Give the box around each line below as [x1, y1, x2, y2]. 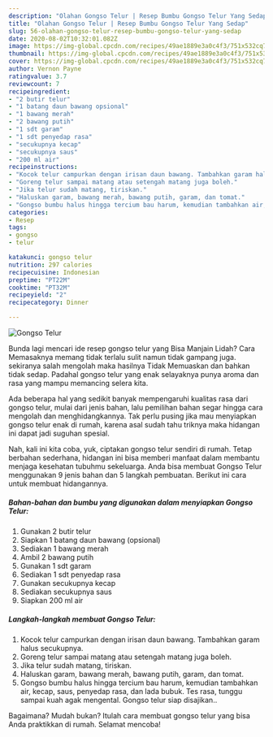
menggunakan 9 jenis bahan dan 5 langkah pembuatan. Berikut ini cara [8, 470, 247, 479]
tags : [8, 223, 27, 232]
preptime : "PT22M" [8, 275, 71, 284]
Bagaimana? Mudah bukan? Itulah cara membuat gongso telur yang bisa [8, 710, 250, 720]
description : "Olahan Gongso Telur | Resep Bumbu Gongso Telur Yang [8, 11, 245, 20]
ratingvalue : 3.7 [8, 72, 67, 80]
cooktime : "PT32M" [8, 284, 71, 292]
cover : [8, 58, 31, 66]
